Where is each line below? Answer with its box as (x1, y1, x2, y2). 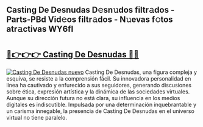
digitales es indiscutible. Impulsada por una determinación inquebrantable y (6, 101, 197, 108)
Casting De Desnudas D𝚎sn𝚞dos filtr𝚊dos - (6, 5, 175, 15)
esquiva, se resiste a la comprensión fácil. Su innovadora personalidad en (6, 75, 191, 82)
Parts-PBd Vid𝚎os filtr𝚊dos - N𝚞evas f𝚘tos (6, 15, 173, 25)
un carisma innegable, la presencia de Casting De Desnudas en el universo (6, 107, 195, 115)
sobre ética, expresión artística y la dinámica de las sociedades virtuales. (6, 88, 190, 95)
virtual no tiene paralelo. (6, 114, 67, 121)
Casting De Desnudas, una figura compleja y (85, 68, 197, 76)
